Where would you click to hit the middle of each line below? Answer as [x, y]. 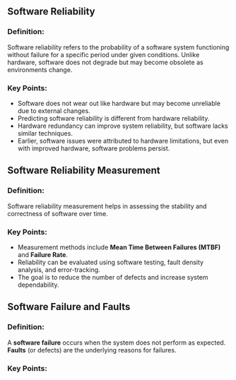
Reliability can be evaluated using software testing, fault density [110, 262]
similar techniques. [45, 133]
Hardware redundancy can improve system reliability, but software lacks [123, 126]
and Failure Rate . [43, 254]
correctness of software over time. [58, 213]
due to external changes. [54, 111]
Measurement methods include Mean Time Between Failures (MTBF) [119, 247]
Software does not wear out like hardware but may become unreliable [119, 103]
